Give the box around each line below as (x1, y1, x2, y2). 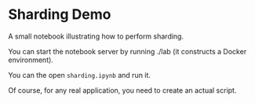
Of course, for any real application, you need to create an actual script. (8, 85, 237, 95)
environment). (8, 55, 53, 64)
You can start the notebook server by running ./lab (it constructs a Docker (8, 46, 247, 56)
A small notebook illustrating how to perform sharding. (8, 31, 184, 41)
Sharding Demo (8, 6, 111, 24)
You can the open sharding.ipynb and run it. (8, 70, 151, 79)
